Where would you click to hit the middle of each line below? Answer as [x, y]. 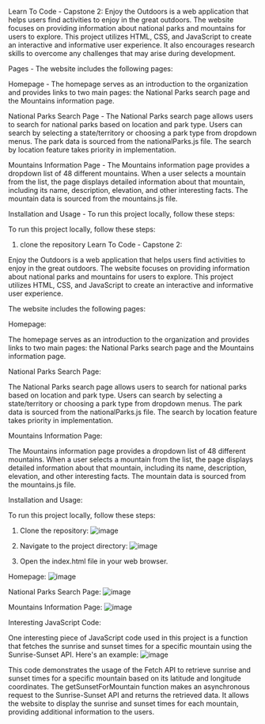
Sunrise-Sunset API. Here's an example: [74, 654]
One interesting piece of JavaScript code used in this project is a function [128, 638]
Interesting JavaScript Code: [55, 622]
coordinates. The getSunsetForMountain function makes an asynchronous [129, 686]
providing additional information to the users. [81, 712]
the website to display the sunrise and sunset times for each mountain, [123, 703]
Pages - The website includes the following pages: [91, 69]
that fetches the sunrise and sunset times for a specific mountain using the [130, 646]
